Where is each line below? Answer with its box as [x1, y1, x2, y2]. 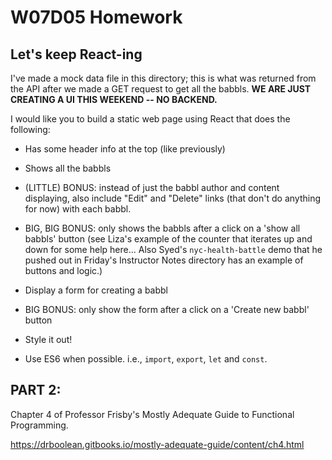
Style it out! [24, 334, 73, 345]
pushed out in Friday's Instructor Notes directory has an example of [24, 254, 304, 266]
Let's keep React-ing [10, 46, 143, 63]
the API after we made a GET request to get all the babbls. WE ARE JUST [10, 83, 312, 95]
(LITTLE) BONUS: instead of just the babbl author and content [24, 182, 280, 193]
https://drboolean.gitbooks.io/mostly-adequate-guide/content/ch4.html [10, 438, 305, 450]
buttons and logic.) [24, 265, 103, 276]
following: [10, 124, 51, 135]
